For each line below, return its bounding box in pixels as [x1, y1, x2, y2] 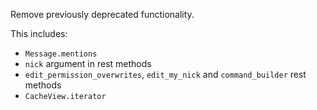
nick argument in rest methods [24, 58, 152, 69]
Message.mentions [24, 49, 98, 59]
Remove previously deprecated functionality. [10, 9, 195, 20]
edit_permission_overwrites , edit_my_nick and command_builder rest [24, 69, 307, 80]
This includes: [10, 28, 68, 39]
